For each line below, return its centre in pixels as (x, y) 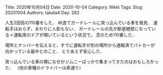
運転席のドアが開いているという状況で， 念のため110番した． (75, 35)
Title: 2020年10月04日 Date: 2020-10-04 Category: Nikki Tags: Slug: (74, 7)
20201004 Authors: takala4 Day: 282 (42, 13)
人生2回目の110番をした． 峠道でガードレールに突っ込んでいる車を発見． (79, 23)
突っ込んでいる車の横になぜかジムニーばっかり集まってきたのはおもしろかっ (82, 62)
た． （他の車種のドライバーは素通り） (44, 68)
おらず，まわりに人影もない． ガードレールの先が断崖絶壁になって (85, 29)
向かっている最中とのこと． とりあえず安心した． (55, 51)
